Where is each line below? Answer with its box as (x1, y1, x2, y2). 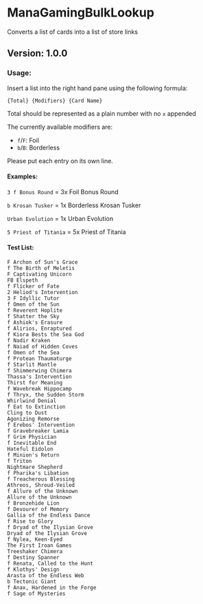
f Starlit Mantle (7, 362, 57, 368)
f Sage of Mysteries (7, 590, 67, 597)
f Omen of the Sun (7, 301, 60, 308)
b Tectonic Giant (7, 579, 57, 585)
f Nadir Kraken (7, 337, 51, 344)
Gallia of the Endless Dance (7, 512, 91, 519)
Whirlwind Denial (7, 397, 57, 404)
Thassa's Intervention (7, 373, 72, 380)
